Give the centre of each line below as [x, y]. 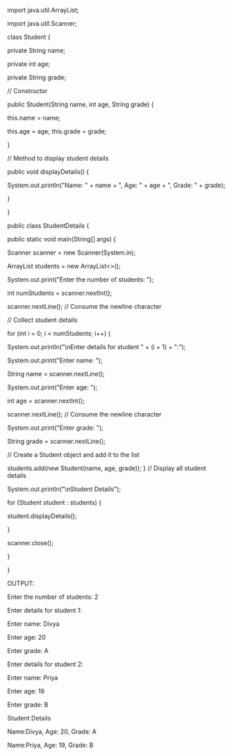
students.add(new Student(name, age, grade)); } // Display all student [107, 468]
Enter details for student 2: [45, 664]
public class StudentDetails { [48, 226]
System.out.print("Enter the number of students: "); [81, 280]
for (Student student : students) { [55, 502]
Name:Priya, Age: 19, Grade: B [50, 745]
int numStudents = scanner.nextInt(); [60, 293]
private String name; [36, 50]
